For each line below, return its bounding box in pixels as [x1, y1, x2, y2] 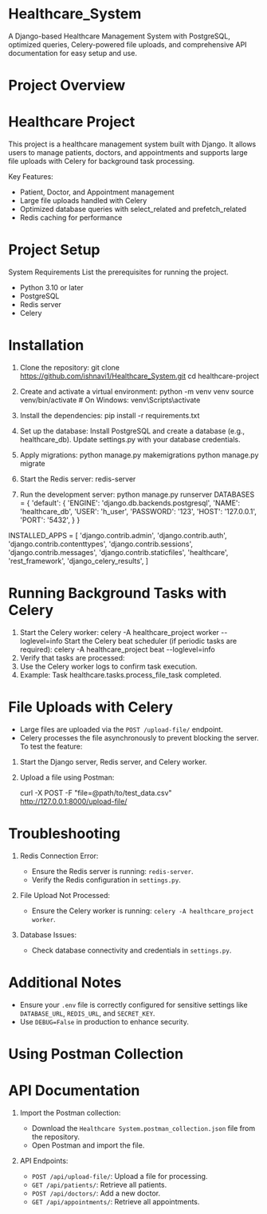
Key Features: [8, 172, 53, 182]
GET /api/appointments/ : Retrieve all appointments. [31, 1196, 200, 1206]
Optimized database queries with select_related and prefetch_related [19, 205, 247, 214]
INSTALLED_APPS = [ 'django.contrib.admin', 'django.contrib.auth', [8, 530, 227, 540]
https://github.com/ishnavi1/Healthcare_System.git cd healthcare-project [19, 371, 260, 381]
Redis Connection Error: [19, 851, 99, 861]
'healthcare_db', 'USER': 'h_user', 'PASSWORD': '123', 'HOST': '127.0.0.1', [19, 506, 257, 516]
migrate [19, 458, 45, 468]
